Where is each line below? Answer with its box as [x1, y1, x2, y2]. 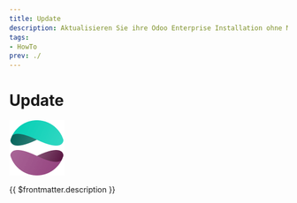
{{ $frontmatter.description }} [9, 184, 117, 195]
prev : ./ [9, 51, 42, 61]
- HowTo [9, 42, 38, 51]
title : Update [9, 14, 62, 23]
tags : [9, 33, 29, 41]
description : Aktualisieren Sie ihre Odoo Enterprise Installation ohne [9, 23, 283, 33]
